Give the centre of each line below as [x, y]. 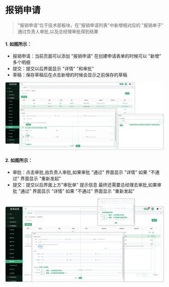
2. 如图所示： [19, 160]
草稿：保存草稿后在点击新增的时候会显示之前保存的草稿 [70, 75]
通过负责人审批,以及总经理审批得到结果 [58, 31]
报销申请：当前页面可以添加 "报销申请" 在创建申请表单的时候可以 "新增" [87, 56]
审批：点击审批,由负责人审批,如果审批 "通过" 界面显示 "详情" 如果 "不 [84, 172]
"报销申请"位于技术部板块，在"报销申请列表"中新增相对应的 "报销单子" [90, 25]
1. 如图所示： [18, 44]
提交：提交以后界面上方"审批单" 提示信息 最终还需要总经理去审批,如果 [85, 185]
